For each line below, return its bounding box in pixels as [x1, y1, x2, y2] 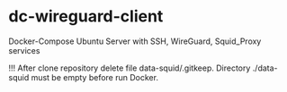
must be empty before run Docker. [31, 71, 159, 82]
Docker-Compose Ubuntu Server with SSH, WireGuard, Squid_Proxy [8, 36, 262, 46]
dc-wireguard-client [8, 6, 164, 27]
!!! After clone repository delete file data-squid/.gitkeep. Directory [8, 63, 251, 73]
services [8, 45, 40, 55]
